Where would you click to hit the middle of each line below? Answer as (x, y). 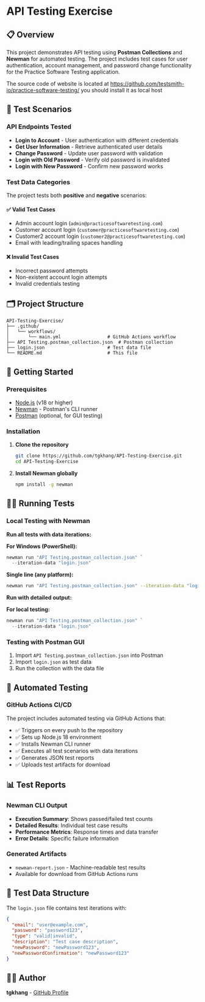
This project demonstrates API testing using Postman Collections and (94, 52)
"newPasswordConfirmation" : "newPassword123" (71, 953)
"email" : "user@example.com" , (50, 925)
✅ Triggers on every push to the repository (69, 730)
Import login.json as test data (53, 662)
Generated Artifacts (37, 854)
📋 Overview (31, 35)
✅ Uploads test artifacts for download (63, 764)
